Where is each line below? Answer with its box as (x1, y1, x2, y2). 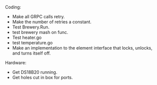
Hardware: (5, 60, 27, 65)
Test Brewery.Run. (12, 24, 50, 30)
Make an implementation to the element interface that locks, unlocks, (12, 45, 153, 51)
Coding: (5, 4, 21, 10)
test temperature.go (12, 40, 53, 46)
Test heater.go (12, 34, 42, 40)
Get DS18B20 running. (12, 69, 58, 75)
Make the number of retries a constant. (12, 19, 92, 25)
